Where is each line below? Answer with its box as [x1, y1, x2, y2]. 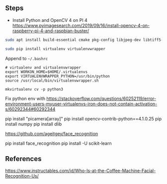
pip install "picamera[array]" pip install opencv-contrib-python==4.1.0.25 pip [5, 115, 162, 121]
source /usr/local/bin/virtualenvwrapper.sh [5, 78, 99, 83]
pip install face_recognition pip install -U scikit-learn [5, 140, 112, 146]
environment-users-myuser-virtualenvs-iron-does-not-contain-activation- [5, 100, 158, 106]
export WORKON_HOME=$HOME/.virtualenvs [5, 69, 88, 74]
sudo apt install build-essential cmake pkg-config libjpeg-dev [5, 37, 141, 42]
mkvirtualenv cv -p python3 [5, 87, 64, 92]
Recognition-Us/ [5, 173, 39, 179]
